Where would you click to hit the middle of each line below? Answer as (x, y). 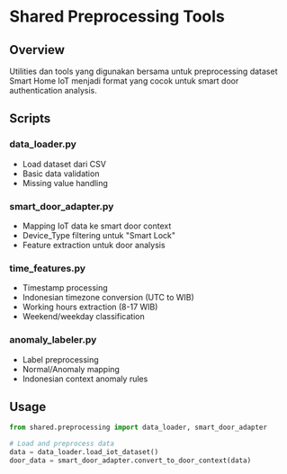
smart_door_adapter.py (62, 206)
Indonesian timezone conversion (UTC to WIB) (108, 298)
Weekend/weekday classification (84, 317)
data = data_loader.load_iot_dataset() (84, 452)
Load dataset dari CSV (64, 164)
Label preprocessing (60, 359)
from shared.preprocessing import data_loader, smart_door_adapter (139, 428)
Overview (37, 50)
